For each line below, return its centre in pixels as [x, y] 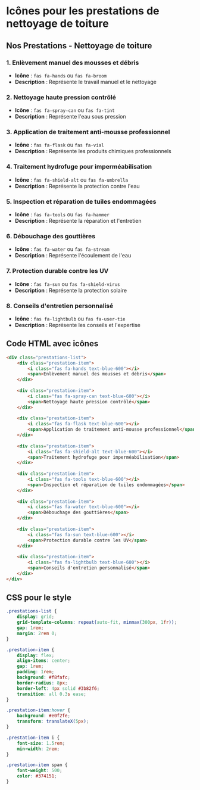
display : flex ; [36, 655]
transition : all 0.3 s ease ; [51, 694]
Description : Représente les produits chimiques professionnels [93, 151]
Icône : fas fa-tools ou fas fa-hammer [62, 214]
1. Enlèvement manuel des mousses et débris [73, 63]
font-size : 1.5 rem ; [41, 743]
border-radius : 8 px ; [42, 683]
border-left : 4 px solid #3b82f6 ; [58, 688]
